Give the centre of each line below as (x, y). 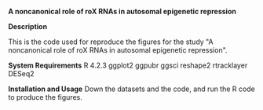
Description (28, 26)
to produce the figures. (45, 97)
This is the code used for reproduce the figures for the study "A (111, 42)
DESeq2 (21, 73)
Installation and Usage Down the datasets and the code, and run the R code (131, 89)
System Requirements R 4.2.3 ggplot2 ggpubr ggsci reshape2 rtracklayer (128, 65)
